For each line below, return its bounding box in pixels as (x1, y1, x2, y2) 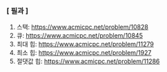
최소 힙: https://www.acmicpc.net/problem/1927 (16, 49, 152, 57)
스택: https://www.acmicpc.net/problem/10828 (16, 23, 149, 32)
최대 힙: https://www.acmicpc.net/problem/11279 (16, 40, 155, 49)
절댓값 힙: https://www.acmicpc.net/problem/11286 (16, 57, 160, 66)
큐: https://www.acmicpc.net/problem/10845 (16, 32, 143, 40)
